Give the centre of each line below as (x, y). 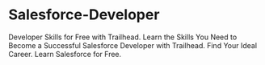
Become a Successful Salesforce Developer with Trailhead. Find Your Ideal (132, 45)
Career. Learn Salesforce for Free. (65, 54)
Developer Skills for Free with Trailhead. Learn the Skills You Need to (123, 37)
